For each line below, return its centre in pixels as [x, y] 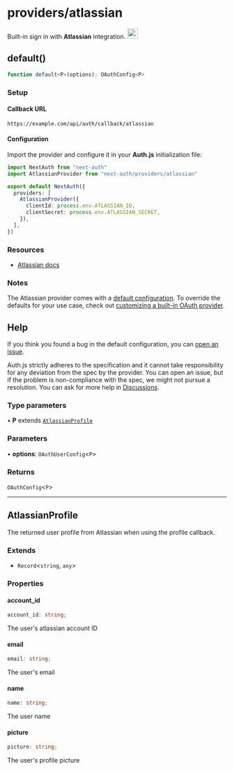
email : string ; [29, 659]
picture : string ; [32, 747]
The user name [29, 717]
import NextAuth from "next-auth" [57, 167]
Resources [26, 250]
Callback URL [27, 109]
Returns [21, 472]
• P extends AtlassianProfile [50, 420]
